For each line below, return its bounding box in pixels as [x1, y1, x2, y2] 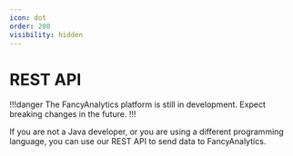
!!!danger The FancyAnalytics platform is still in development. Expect [9, 99, 266, 110]
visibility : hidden [9, 30, 84, 39]
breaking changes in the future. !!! [9, 109, 136, 120]
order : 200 [9, 22, 51, 31]
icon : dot [9, 13, 47, 23]
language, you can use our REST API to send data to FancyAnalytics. [9, 136, 267, 147]
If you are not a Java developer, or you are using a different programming [9, 126, 284, 137]
